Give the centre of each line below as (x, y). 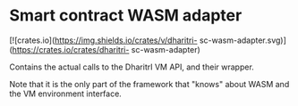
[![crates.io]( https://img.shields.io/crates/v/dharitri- (103, 40)
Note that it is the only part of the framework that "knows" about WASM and (149, 84)
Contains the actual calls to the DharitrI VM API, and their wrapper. (132, 67)
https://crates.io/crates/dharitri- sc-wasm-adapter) (106, 49)
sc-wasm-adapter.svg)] (243, 40)
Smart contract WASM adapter (126, 16)
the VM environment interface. (66, 94)
